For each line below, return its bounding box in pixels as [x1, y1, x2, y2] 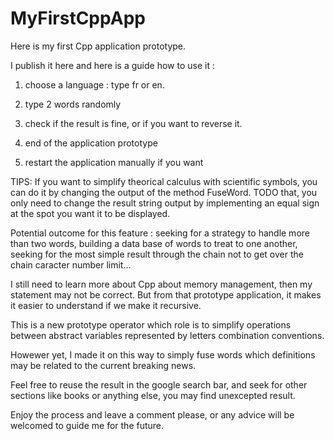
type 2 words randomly [24, 98, 122, 110]
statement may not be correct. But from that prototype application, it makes [10, 288, 322, 301]
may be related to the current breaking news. [10, 359, 197, 371]
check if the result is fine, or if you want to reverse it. [24, 117, 243, 129]
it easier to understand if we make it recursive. [10, 299, 202, 311]
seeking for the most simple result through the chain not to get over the [10, 248, 304, 260]
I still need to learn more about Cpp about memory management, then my [10, 278, 313, 290]
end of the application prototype [24, 137, 158, 149]
